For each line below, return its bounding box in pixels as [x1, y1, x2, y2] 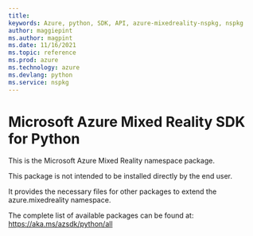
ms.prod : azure [8, 57, 59, 65]
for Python [8, 129, 80, 147]
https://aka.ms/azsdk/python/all [8, 219, 113, 229]
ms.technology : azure [8, 64, 80, 72]
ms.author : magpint [8, 33, 73, 42]
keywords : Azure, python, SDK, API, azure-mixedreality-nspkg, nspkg [8, 19, 244, 27]
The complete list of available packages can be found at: [8, 210, 194, 220]
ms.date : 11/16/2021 [8, 41, 77, 49]
